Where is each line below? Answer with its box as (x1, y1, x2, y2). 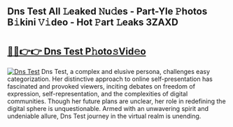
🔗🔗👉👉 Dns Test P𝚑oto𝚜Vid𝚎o (7, 45, 146, 57)
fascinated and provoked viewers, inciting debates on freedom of (7, 82, 196, 90)
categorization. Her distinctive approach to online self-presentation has (7, 75, 213, 83)
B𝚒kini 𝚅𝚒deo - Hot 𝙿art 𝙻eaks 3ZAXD (7, 17, 178, 29)
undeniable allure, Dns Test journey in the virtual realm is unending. (7, 112, 202, 120)
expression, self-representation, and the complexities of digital (7, 90, 188, 98)
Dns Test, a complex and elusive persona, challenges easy (41, 68, 210, 75)
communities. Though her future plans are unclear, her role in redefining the (7, 97, 226, 105)
